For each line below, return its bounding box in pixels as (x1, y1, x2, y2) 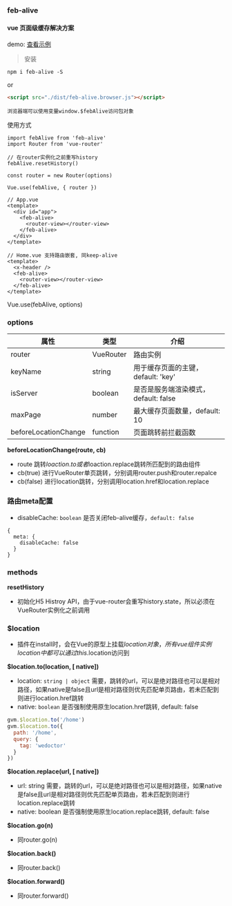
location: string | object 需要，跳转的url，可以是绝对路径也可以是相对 (17, 677, 220, 685)
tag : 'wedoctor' (19, 742, 67, 749)
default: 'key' (133, 372, 176, 382)
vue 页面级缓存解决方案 (7, 23, 75, 32)
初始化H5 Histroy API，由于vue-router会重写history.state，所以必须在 (17, 597, 215, 606)
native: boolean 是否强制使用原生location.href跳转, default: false (17, 703, 199, 711)
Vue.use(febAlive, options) (7, 300, 83, 309)
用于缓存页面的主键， (133, 363, 203, 373)
